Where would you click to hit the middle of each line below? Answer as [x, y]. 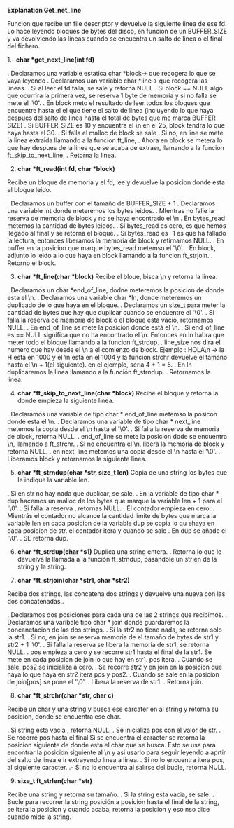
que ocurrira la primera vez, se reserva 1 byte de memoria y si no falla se [112, 95]
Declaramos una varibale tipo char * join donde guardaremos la [98, 622]
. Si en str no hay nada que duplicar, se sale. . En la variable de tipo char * [113, 493]
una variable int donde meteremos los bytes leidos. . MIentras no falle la [111, 211]
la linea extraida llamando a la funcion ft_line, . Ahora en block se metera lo [115, 140]
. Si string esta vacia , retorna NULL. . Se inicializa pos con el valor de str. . [114, 730]
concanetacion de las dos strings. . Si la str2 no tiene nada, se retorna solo [115, 630]
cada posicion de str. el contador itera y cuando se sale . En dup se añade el [117, 531]
